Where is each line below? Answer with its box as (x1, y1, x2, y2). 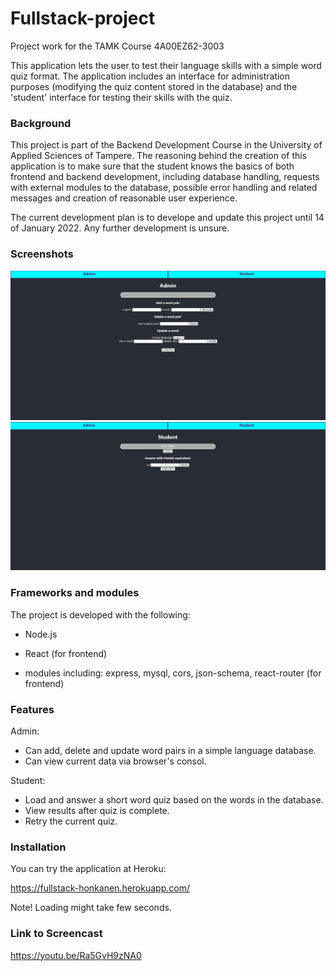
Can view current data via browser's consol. (24, 755, 207, 767)
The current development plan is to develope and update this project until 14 (10, 212, 325, 224)
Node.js (24, 628, 58, 640)
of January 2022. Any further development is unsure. (10, 222, 230, 234)
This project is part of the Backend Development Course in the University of (10, 139, 323, 151)
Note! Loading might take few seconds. (10, 902, 172, 914)
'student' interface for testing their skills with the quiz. (10, 91, 233, 103)
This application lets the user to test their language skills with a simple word (10, 59, 322, 71)
